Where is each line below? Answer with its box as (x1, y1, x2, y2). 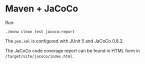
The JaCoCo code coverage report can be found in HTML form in (5, 47, 140, 53)
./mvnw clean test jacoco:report (5, 29, 75, 34)
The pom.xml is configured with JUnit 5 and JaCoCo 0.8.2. (5, 38, 124, 44)
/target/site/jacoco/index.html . (5, 53, 74, 59)
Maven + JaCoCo (5, 3, 78, 14)
